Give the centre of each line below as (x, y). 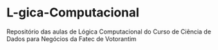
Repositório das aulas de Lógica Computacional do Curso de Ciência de (109, 32)
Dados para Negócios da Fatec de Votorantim (71, 38)
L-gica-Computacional (73, 13)
